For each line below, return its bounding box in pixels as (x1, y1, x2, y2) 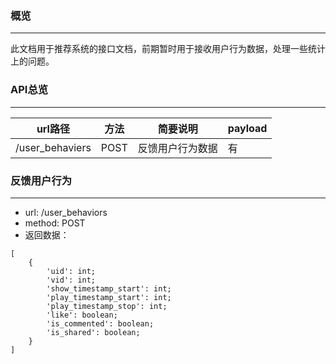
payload (227, 121, 268, 135)
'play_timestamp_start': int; (46, 292, 172, 302)
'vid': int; (46, 275, 97, 285)
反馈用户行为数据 (137, 141, 218, 155)
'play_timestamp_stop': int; (46, 301, 168, 311)
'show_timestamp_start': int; (46, 283, 172, 294)
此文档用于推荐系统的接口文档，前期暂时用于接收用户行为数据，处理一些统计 (10, 43, 326, 55)
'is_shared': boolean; (46, 327, 141, 337)
